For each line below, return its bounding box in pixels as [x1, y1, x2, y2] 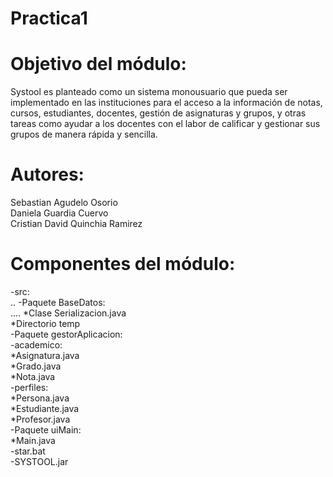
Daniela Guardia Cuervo [10, 207, 109, 219]
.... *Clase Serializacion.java [10, 307, 127, 319]
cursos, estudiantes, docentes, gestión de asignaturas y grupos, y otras [10, 107, 307, 119]
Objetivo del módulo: [10, 53, 187, 76]
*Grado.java [10, 360, 62, 372]
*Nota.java [10, 371, 56, 382]
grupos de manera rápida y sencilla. [10, 128, 158, 141]
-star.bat [10, 445, 46, 457]
